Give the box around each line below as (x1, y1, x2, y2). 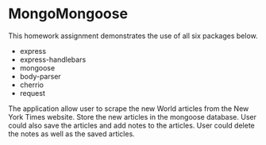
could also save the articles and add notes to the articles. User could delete (8, 120, 256, 130)
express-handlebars (19, 55, 87, 64)
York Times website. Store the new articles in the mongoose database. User (8, 112, 256, 121)
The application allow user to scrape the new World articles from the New (8, 104, 249, 113)
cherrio (19, 80, 44, 90)
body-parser (19, 71, 61, 81)
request (19, 88, 45, 97)
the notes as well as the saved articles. (8, 128, 135, 139)
